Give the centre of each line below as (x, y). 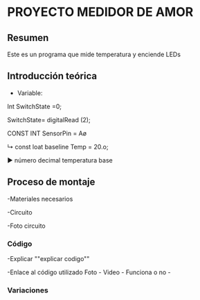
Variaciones (28, 290)
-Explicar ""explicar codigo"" (48, 258)
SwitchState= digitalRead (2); (49, 119)
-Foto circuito (27, 226)
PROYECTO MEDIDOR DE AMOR (100, 12)
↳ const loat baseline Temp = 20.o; (58, 147)
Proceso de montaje (51, 182)
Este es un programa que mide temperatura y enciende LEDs (94, 54)
